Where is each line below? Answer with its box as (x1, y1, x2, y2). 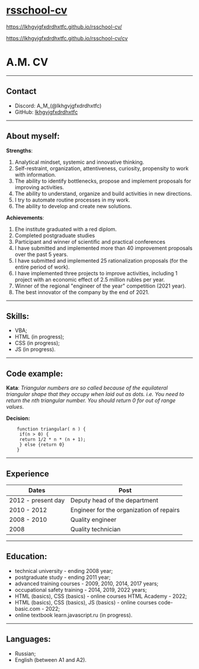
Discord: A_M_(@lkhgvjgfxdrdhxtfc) (14, 102, 102, 109)
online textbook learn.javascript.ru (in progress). (14, 611, 133, 619)
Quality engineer (70, 515, 117, 524)
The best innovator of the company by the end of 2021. (14, 288, 150, 295)
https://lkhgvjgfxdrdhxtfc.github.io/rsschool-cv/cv (6, 34, 129, 42)
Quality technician (70, 525, 121, 533)
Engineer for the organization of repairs (70, 505, 180, 514)
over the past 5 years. (14, 250, 69, 258)
